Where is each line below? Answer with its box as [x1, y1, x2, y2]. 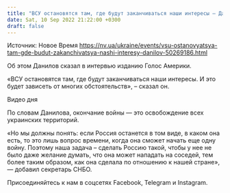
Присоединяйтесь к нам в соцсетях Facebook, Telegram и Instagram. [7, 179, 208, 187]
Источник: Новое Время [7, 42, 78, 50]
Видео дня [7, 95, 38, 104]
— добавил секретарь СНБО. [7, 165, 92, 174]
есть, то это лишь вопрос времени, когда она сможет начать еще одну [7, 136, 216, 145]
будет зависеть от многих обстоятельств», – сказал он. [7, 83, 170, 91]
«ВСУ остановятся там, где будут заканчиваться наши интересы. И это [7, 75, 216, 83]
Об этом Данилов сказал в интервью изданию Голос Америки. [7, 62, 192, 70]
